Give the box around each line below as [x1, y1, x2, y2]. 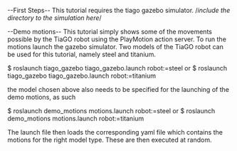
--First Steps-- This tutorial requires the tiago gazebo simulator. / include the [7, 6, 231, 14]
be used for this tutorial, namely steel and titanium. [7, 50, 157, 58]
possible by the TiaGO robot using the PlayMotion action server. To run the [7, 35, 226, 43]
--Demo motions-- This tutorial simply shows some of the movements [7, 28, 212, 36]
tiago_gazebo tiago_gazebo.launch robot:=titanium [7, 71, 157, 80]
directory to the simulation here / [7, 14, 102, 22]
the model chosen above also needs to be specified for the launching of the [7, 85, 230, 93]
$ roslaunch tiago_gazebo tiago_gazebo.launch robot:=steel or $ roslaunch [7, 64, 228, 72]
